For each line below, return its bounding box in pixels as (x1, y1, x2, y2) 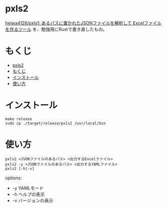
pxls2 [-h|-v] (5, 166, 35, 171)
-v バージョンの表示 (12, 197, 53, 204)
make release (5, 116, 32, 122)
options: (5, 175, 22, 181)
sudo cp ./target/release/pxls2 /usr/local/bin (5, 121, 106, 126)
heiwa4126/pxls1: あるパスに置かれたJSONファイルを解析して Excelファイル (5, 20, 162, 26)
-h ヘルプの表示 (12, 191, 45, 197)
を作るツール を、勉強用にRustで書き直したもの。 (5, 26, 107, 32)
